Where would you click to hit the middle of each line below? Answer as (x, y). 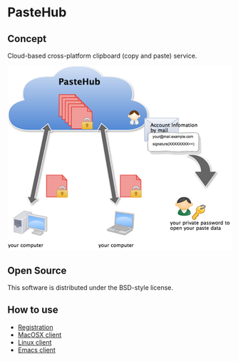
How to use (33, 310)
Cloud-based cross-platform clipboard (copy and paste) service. (102, 56)
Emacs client (36, 350)
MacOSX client (40, 335)
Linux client (35, 342)
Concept (27, 39)
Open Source (37, 270)
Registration (35, 327)
